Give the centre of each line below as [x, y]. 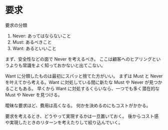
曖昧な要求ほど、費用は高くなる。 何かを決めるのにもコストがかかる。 [78, 105]
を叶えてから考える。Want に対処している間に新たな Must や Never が [77, 82]
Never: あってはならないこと [42, 36]
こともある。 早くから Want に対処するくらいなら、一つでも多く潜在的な [84, 88]
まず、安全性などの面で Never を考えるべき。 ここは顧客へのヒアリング [79, 59]
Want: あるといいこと [34, 48]
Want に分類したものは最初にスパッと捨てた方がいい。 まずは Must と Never [84, 76]
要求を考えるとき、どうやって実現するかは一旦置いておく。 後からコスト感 [82, 116]
